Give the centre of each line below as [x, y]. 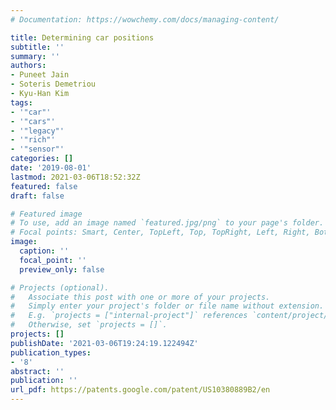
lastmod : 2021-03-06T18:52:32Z [75, 177]
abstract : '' [37, 371]
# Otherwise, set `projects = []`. [89, 325]
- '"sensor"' [37, 149]
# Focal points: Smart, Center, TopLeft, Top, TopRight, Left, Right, [160, 232]
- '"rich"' [33, 140]
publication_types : [51, 352]
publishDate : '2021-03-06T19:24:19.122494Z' [104, 343]
